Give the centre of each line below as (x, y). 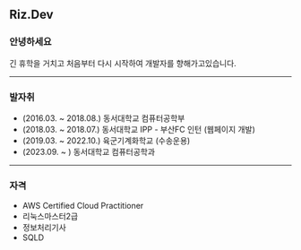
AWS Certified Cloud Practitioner (83, 206)
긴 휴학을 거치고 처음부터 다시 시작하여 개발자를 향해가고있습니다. (123, 63)
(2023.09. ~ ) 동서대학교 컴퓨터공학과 (88, 151)
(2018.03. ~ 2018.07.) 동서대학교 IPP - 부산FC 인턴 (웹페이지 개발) (138, 129)
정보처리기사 (44, 228)
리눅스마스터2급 (50, 216)
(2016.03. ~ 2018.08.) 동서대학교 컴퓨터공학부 (103, 118)
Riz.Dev (31, 15)
